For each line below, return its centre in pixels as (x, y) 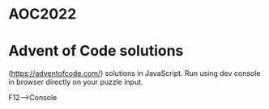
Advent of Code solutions (96, 51)
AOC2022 (43, 14)
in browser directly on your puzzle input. (76, 82)
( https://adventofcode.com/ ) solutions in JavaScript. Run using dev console (134, 73)
